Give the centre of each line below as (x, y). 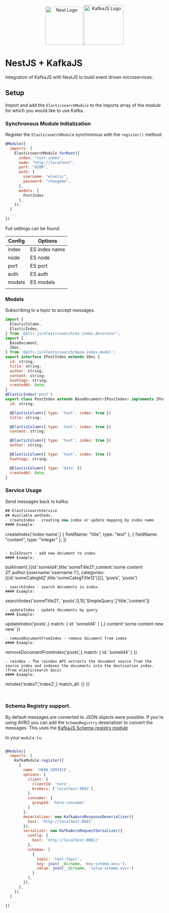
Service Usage (23, 490)
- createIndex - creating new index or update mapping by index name (80, 520)
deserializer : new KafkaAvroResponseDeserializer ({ (79, 817)
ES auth (39, 274)
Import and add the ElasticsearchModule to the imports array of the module (83, 105)
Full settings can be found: (33, 228)
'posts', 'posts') (121, 578)
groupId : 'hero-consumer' (59, 803)
